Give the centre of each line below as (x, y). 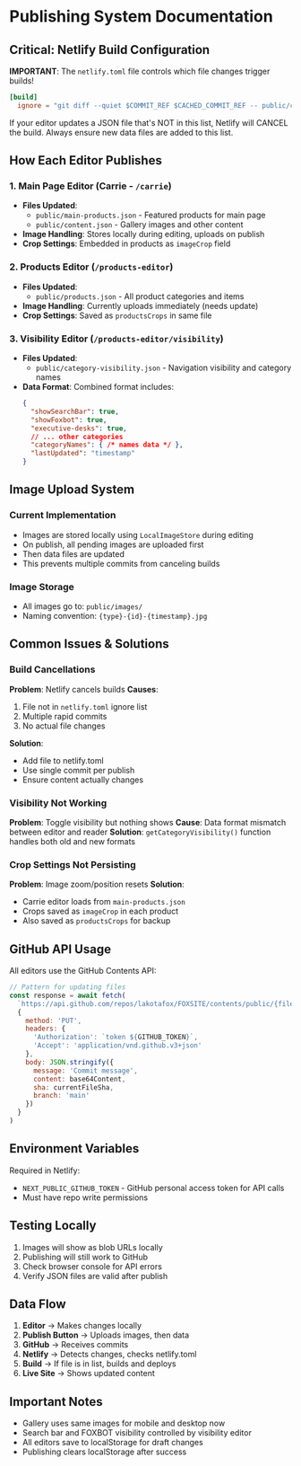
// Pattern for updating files (68, 987)
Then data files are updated (73, 553)
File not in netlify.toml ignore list (85, 706)
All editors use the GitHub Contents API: (83, 971)
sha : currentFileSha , (73, 1087)
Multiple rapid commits (64, 716)
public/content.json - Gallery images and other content (139, 225)
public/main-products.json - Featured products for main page (150, 215)
